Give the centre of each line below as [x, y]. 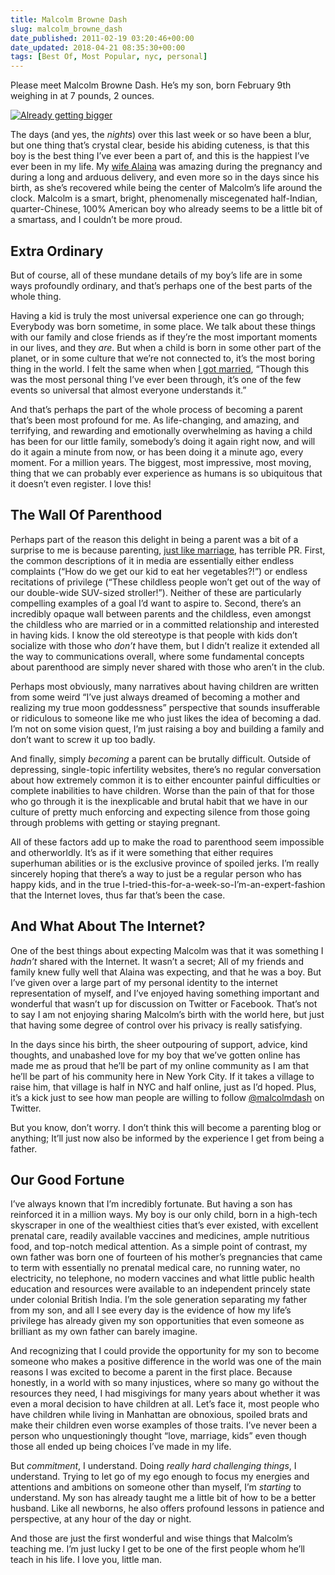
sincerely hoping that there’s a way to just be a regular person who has [156, 873]
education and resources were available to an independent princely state [160, 1289]
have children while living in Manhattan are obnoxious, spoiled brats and [159, 1415]
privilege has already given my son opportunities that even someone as [157, 1321]
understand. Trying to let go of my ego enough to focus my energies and [160, 1477]
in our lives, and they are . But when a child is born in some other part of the [166, 347]
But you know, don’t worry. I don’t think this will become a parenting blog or [166, 1127]
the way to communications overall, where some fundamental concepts [157, 656]
